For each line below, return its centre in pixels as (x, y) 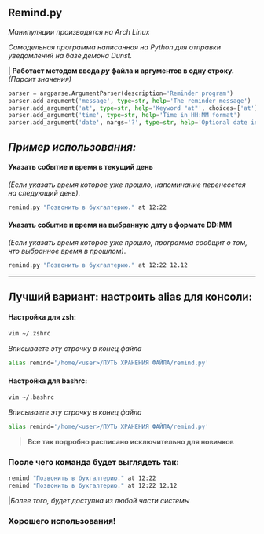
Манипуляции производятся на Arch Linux (79, 31)
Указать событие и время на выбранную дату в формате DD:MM (120, 225)
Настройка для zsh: (42, 316)
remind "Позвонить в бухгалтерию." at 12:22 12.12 (93, 486)
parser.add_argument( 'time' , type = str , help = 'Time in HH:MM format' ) (125, 115)
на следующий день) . (44, 192)
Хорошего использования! (62, 521)
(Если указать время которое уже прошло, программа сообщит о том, (128, 242)
